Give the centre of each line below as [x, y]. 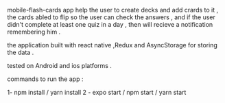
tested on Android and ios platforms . [59, 66]
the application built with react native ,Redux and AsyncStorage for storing [112, 45]
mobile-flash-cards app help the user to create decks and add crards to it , [113, 10]
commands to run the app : [45, 79]
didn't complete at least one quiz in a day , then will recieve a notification [110, 24]
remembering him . [34, 32]
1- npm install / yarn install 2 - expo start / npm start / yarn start [97, 92]
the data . [21, 52]
